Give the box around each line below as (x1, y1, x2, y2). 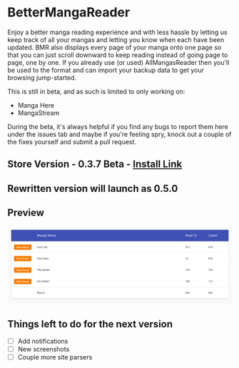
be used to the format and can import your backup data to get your (7, 66, 205, 74)
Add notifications (17, 337, 68, 346)
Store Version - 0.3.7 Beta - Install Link (7, 158, 183, 170)
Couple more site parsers (17, 353, 93, 362)
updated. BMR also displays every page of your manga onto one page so (7, 43, 222, 51)
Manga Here (17, 101, 55, 109)
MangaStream (17, 108, 60, 117)
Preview (7, 207, 45, 219)
